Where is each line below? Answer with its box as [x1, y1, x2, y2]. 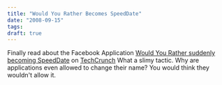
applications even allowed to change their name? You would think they [7, 63, 209, 72]
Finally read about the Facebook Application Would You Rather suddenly [7, 49, 216, 57]
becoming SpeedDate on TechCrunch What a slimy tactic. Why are [7, 56, 200, 65]
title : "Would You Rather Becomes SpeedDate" [7, 10, 142, 17]
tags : [7, 23, 23, 30]
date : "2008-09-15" [7, 17, 64, 24]
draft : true [7, 29, 42, 37]
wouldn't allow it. [7, 71, 57, 79]
